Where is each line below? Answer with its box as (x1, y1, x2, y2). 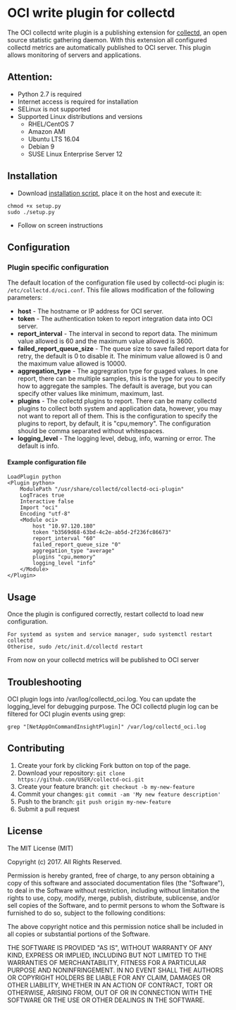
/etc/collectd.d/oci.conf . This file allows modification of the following (7, 286, 215, 294)
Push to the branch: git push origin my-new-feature (17, 797, 171, 806)
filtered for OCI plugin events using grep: (7, 710, 125, 718)
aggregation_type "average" (32, 547, 115, 554)
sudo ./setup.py (7, 208, 55, 216)
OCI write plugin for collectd (7, 5, 175, 21)
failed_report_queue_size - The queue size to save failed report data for (17, 344, 229, 353)
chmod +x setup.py (7, 202, 61, 209)
